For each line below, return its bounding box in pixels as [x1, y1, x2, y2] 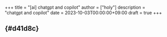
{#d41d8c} [5, 24, 39, 33]
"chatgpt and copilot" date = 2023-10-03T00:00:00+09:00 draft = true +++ [5, 10, 162, 16]
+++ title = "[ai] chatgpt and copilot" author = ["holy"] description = [5, 5, 146, 10]
